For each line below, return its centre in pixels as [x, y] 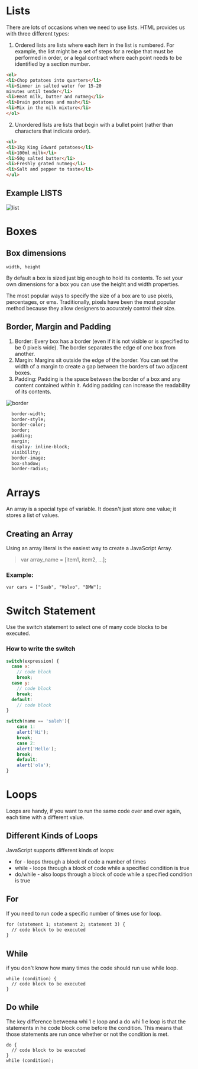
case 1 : [26, 727]
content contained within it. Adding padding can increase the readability [103, 385]
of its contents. [33, 391]
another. [25, 354]
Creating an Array [40, 534]
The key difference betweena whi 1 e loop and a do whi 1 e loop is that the [96, 1021]
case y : [21, 683]
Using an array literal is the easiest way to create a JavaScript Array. [89, 548]
